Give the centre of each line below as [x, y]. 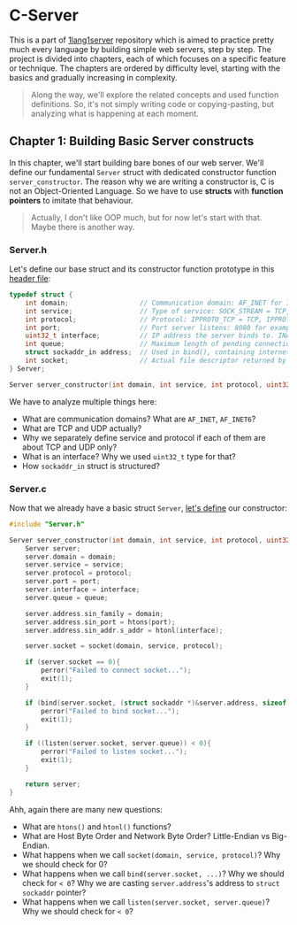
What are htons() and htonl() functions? [96, 826]
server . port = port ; [63, 582]
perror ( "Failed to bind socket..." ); [110, 711]
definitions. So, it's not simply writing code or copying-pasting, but [152, 104]
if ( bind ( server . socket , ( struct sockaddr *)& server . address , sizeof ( [158, 703]
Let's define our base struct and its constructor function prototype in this [142, 269]
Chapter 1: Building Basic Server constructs [132, 141]
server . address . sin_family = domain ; [95, 613]
